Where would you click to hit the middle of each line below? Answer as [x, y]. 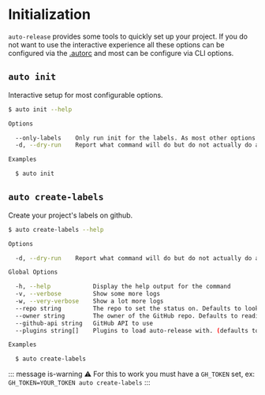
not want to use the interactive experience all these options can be [116, 44]
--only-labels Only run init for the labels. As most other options [136, 138]
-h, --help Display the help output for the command [123, 287]
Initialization [49, 15]
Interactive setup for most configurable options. [86, 95]
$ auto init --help [40, 109]
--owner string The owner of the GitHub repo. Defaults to [127, 316]
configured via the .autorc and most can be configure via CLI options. [121, 53]
